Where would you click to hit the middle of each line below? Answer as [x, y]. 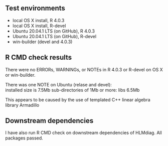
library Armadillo [22, 105]
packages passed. [24, 138]
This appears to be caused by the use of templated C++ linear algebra [78, 99]
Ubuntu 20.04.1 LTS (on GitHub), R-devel [54, 36]
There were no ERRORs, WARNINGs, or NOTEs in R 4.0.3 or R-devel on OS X [84, 69]
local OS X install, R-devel [39, 26]
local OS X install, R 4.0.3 [38, 20]
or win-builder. [20, 75]
